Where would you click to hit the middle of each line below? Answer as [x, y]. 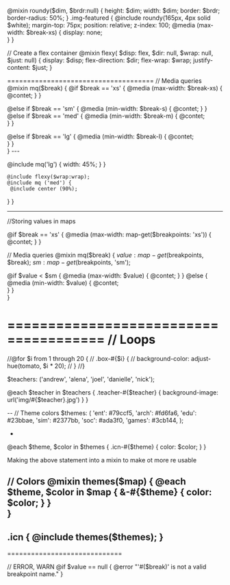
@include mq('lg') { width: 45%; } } [56, 164]
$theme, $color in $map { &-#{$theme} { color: [110, 492]
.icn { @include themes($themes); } [85, 537]
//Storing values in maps [42, 221]
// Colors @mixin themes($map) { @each [97, 482]
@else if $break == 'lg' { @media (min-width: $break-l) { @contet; [100, 136]
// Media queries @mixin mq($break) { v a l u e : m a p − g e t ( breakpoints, [105, 255]
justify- [203, 60]
